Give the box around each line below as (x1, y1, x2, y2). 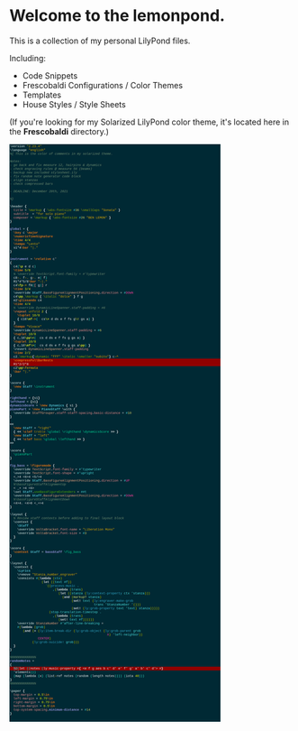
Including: (9, 52, 47, 63)
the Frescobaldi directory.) (9, 125, 110, 136)
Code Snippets (22, 69, 78, 81)
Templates (22, 89, 61, 100)
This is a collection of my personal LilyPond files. (9, 35, 191, 46)
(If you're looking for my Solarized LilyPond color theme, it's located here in (9, 116, 290, 127)
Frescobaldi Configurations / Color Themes (22, 79, 183, 90)
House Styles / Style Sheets (22, 98, 126, 109)
